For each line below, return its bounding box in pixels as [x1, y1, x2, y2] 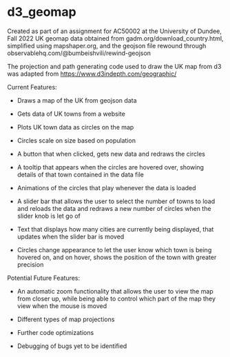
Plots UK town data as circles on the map [17, 123, 134, 131]
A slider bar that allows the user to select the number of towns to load [17, 197, 216, 205]
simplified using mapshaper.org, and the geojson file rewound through [7, 41, 207, 50]
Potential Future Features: [7, 274, 81, 282]
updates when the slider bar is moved [17, 232, 125, 241]
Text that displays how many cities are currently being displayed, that [17, 225, 214, 233]
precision [17, 260, 44, 269]
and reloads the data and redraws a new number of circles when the [17, 204, 211, 212]
